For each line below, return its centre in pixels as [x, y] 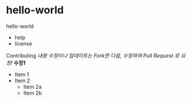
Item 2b [32, 93]
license [23, 44]
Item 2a [32, 86]
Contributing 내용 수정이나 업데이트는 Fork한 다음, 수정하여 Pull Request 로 [93, 55]
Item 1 [22, 74]
